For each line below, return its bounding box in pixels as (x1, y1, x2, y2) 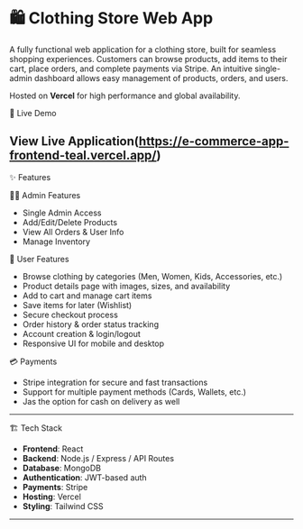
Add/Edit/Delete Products (22, 216, 118, 227)
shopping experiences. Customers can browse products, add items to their (9, 53, 288, 64)
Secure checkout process (22, 309, 119, 320)
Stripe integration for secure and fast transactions (22, 377, 208, 388)
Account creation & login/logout (22, 328, 142, 339)
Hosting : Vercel (22, 491, 81, 502)
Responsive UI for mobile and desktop (22, 338, 165, 349)
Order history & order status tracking (22, 318, 160, 330)
